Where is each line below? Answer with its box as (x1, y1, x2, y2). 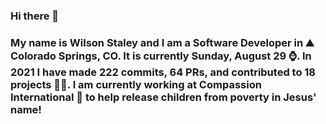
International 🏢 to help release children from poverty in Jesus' (10, 90, 317, 104)
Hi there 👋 (10, 9, 60, 23)
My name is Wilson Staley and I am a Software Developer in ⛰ (10, 35, 315, 49)
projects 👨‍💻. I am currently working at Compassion (10, 77, 262, 91)
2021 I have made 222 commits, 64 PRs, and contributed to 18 (10, 65, 317, 79)
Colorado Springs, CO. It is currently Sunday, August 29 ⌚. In (10, 49, 312, 63)
